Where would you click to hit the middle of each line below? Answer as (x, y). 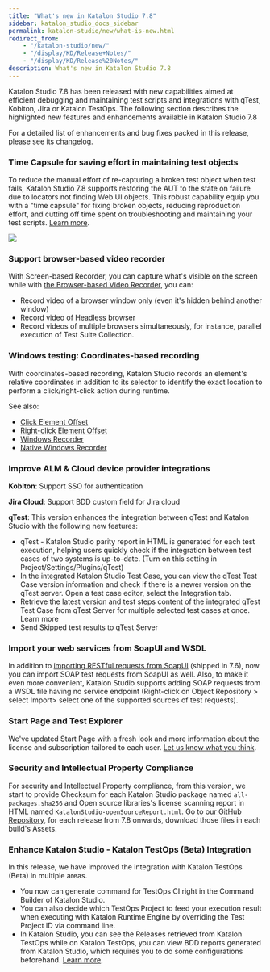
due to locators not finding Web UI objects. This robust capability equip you (134, 197)
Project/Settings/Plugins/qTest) (72, 567)
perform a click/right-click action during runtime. (89, 390)
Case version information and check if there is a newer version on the (135, 584)
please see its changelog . (51, 141)
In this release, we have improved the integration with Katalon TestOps (126, 867)
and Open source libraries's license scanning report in (154, 802)
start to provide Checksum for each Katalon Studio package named (120, 794)
